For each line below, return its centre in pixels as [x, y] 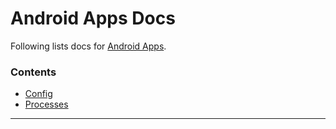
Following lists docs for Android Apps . [88, 46]
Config [38, 94]
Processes [46, 104]
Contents [33, 72]
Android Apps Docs [93, 18]
